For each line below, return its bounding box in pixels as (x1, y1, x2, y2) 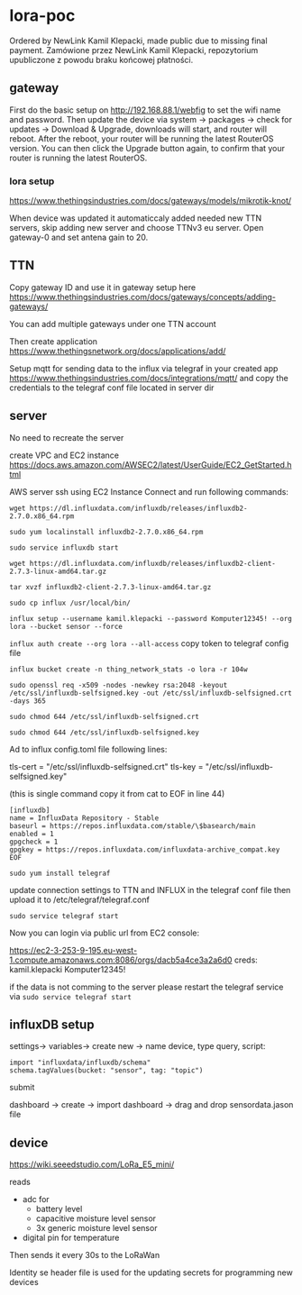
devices (9, 1277, 39, 1288)
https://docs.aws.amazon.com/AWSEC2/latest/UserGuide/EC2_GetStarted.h (9, 459, 292, 470)
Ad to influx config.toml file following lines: (9, 743, 168, 754)
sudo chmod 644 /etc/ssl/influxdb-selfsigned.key (9, 727, 200, 737)
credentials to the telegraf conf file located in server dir (9, 382, 215, 393)
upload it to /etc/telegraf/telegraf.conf (9, 894, 151, 905)
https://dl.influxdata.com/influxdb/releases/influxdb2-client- (29, 559, 277, 568)
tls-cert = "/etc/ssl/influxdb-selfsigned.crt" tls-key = (9, 761, 204, 771)
